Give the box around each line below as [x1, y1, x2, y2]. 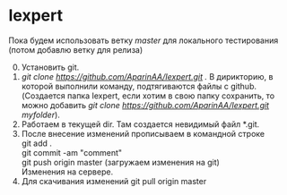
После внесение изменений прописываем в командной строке [21, 128, 265, 139]
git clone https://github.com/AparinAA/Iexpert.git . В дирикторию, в [21, 71, 274, 81]
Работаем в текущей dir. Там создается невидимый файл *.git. [21, 118, 260, 130]
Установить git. [21, 62, 80, 72]
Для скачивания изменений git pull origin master [21, 175, 207, 186]
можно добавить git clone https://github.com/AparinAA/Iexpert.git [21, 99, 270, 110]
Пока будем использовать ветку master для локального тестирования [8, 35, 279, 46]
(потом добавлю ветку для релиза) [8, 44, 143, 55]
